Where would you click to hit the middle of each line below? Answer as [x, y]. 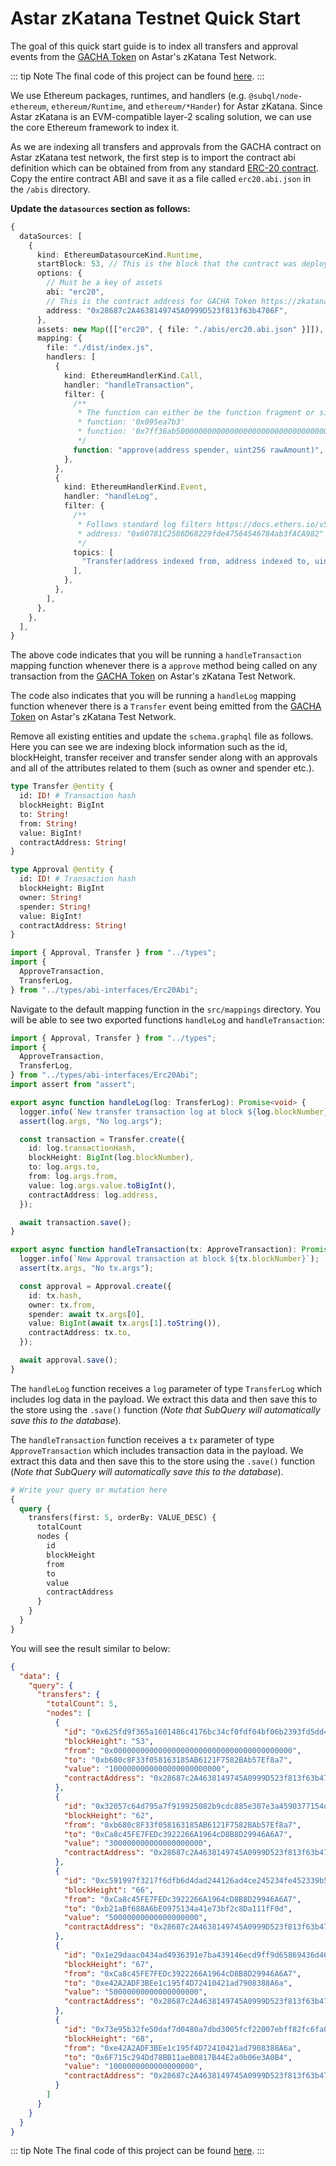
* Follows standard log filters [145, 524]
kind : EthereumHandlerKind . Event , [135, 487]
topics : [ [93, 552]
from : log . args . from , [73, 1177]
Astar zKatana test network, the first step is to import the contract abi [153, 157]
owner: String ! [51, 897]
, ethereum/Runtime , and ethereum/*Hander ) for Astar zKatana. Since [184, 106]
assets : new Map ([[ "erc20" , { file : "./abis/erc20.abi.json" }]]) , [180, 329]
